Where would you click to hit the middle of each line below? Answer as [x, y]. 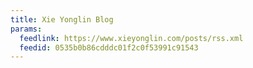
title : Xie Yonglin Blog [62, 19]
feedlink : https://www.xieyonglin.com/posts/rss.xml [131, 38]
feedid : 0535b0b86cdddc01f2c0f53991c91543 [109, 47]
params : [26, 29]
